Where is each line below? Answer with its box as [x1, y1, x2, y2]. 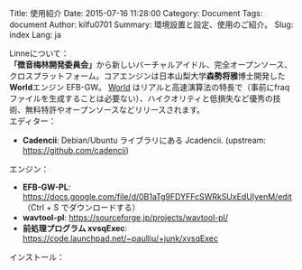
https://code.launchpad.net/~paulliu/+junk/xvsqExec [22, 233, 219, 244]
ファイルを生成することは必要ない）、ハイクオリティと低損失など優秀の [9, 93, 273, 104]
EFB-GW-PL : [22, 182, 71, 192]
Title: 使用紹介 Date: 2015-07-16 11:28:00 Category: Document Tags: [9, 8, 263, 18]
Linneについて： [9, 48, 69, 59]
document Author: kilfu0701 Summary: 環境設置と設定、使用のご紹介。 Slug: [9, 19, 294, 30]
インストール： [9, 252, 65, 262]
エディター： [9, 116, 57, 126]
